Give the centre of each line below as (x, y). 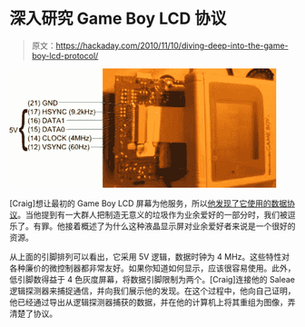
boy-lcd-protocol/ (65, 55)
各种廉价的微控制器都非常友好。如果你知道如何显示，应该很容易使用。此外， (152, 268)
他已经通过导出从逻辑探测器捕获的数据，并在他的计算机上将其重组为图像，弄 (152, 302)
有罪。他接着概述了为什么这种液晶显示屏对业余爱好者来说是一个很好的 (164, 226)
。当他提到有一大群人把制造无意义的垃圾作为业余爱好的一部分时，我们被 (152, 214)
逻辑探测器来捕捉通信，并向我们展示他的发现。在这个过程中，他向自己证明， (152, 291)
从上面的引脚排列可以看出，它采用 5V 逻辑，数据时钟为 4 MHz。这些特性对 (150, 256)
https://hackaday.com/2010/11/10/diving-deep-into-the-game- (172, 45)
